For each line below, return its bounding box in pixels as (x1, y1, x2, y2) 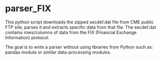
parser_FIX (5, 3, 51, 14)
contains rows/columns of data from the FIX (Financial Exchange (5, 29, 137, 35)
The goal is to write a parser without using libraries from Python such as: (5, 44, 153, 50)
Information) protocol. (5, 35, 50, 40)
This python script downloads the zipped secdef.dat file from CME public (5, 19, 154, 25)
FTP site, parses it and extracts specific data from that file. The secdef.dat (5, 24, 157, 30)
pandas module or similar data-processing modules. (5, 49, 112, 55)
